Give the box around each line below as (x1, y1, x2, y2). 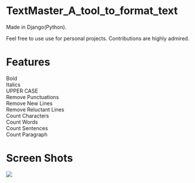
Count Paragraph (6, 131, 48, 138)
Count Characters (6, 112, 49, 119)
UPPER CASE (6, 87, 38, 94)
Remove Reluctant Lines (6, 106, 65, 113)
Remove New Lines (6, 100, 53, 107)
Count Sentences (6, 124, 48, 131)
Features (6, 56, 51, 69)
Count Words (6, 118, 38, 126)
